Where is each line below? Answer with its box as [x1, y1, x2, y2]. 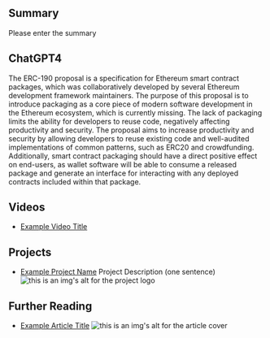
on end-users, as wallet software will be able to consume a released [8, 159, 237, 169]
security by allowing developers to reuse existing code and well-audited [8, 133, 250, 143]
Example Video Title [20, 222, 88, 232]
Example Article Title [20, 321, 90, 331]
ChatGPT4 [8, 52, 63, 66]
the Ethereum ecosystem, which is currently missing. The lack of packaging [8, 107, 263, 117]
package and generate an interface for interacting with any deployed [8, 168, 239, 178]
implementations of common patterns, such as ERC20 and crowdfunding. [8, 142, 255, 152]
